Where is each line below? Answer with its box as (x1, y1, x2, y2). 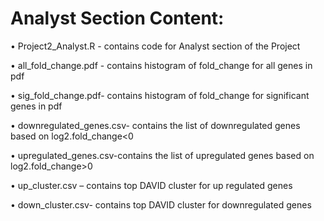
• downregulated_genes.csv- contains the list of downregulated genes (10, 119, 301, 131)
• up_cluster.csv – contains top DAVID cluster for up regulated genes (10, 179, 293, 191)
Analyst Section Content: (10, 7, 225, 30)
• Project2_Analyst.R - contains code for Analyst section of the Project (10, 40, 301, 52)
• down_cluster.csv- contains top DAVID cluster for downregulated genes (10, 198, 312, 211)
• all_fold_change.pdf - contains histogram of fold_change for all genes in (10, 59, 313, 71)
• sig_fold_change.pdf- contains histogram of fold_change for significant (10, 89, 310, 101)
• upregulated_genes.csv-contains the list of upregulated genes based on (10, 149, 315, 161)
